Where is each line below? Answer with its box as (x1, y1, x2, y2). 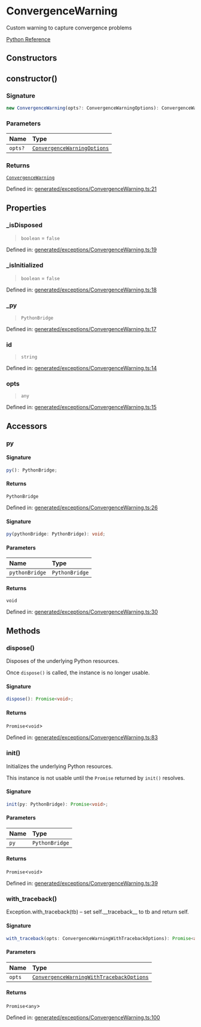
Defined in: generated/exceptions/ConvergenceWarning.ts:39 (6, 880, 159, 887)
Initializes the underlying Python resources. (6, 762, 113, 770)
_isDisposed (6, 221, 43, 229)
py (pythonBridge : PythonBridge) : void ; (6, 531, 106, 537)
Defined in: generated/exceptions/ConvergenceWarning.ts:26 (6, 504, 158, 511)
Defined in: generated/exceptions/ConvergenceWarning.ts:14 (6, 365, 157, 372)
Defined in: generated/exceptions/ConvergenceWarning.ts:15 (6, 404, 157, 411)
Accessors (6, 421, 48, 431)
